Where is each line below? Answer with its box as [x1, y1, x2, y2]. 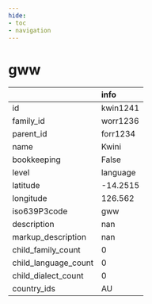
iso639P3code [12, 206, 68, 217]
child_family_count [12, 244, 81, 256]
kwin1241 [101, 102, 140, 114]
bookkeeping [12, 154, 61, 165]
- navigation [8, 26, 51, 34]
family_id [12, 116, 45, 127]
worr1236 [101, 116, 140, 127]
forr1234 [101, 129, 136, 140]
